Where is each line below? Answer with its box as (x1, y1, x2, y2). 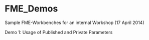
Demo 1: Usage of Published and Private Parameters (5, 29, 113, 35)
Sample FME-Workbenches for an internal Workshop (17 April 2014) (5, 19, 144, 25)
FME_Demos (5, 3, 58, 14)
